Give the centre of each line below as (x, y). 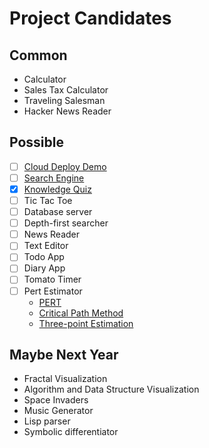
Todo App (44, 257)
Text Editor (46, 246)
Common (38, 55)
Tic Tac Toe (48, 200)
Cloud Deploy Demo (65, 166)
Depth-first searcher (66, 223)
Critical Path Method (81, 313)
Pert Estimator (53, 291)
